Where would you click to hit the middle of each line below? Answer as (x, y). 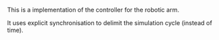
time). (15, 30)
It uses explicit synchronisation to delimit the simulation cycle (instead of (110, 23)
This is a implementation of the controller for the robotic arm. (93, 10)
